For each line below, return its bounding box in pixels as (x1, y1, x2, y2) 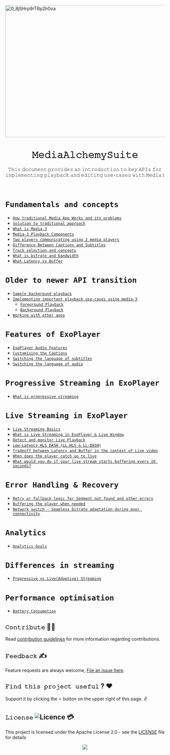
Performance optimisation (5, 593, 114, 603)
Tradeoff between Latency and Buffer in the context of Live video (12, 448, 158, 453)
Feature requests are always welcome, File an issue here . (5, 667, 125, 673)
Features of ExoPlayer (5, 330, 101, 339)
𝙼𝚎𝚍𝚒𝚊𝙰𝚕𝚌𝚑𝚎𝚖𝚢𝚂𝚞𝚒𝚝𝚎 (32, 149, 138, 161)
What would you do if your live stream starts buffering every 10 (12, 459, 156, 464)
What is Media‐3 (12, 226, 47, 231)
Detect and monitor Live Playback (12, 438, 86, 443)
